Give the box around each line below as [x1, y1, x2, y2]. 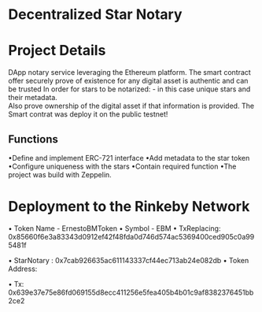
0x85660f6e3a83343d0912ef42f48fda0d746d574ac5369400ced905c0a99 [8, 232, 255, 241]
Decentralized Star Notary [8, 6, 183, 24]
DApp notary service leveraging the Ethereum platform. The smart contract [8, 68, 252, 77]
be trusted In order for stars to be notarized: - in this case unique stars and [8, 84, 251, 94]
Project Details [8, 42, 106, 60]
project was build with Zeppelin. [8, 169, 112, 179]
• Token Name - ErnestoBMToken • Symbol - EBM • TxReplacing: [8, 223, 221, 233]
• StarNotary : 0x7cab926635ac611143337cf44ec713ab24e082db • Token [8, 255, 249, 265]
